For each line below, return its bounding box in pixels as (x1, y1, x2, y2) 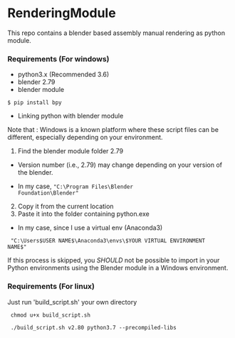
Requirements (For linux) (7, 282, 95, 292)
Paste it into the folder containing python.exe (17, 210, 150, 218)
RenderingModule (7, 5, 116, 21)
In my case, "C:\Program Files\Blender (17, 182, 134, 190)
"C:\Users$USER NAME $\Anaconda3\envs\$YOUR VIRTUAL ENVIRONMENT (10, 237, 205, 245)
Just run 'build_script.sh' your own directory (7, 297, 137, 306)
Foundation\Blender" (17, 190, 79, 197)
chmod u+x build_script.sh (10, 312, 91, 319)
